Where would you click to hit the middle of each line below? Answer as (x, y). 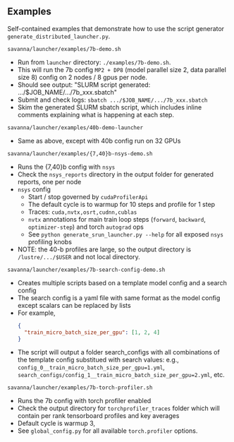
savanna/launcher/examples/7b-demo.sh (64, 49)
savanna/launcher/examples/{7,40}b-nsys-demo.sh (80, 154)
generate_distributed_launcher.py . (59, 36)
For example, (36, 313)
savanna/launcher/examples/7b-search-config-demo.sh (86, 270)
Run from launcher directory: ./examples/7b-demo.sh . (94, 62)
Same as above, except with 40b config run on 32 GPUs (99, 141)
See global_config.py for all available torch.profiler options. (107, 431)
